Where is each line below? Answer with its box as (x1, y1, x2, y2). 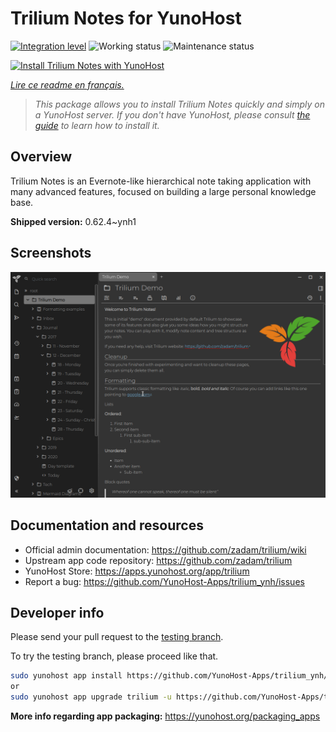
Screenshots (10, 245, 92, 262)
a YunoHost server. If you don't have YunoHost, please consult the (34, 108, 311, 121)
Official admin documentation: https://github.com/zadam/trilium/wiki (24, 543, 307, 556)
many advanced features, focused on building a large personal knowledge (10, 185, 317, 197)
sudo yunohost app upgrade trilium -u (10, 692, 172, 702)
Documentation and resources (10, 517, 204, 534)
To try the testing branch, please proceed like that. (10, 650, 219, 662)
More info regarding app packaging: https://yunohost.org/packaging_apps (10, 710, 321, 722)
